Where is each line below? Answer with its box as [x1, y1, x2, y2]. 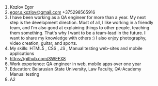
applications [9, 51, 34, 56]
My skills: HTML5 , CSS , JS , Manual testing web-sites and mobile [9, 46, 143, 51]
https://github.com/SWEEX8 [9, 56, 66, 61]
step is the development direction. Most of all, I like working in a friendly [9, 19, 154, 25]
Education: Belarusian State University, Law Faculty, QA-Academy [9, 66, 142, 72]
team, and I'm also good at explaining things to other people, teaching [9, 25, 150, 31]
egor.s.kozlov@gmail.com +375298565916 [9, 9, 95, 15]
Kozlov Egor [9, 4, 34, 10]
